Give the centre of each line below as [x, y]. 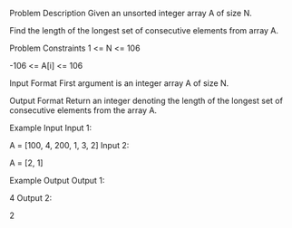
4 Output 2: [31, 198]
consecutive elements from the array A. [83, 110]
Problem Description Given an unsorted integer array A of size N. [131, 13]
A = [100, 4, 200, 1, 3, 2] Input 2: [69, 145]
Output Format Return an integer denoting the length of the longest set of [146, 100]
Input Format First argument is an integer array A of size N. [119, 83]
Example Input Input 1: [51, 128]
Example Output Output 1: [57, 180]
